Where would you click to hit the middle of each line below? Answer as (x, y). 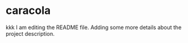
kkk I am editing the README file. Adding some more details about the (94, 27)
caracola (28, 11)
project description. (30, 33)
